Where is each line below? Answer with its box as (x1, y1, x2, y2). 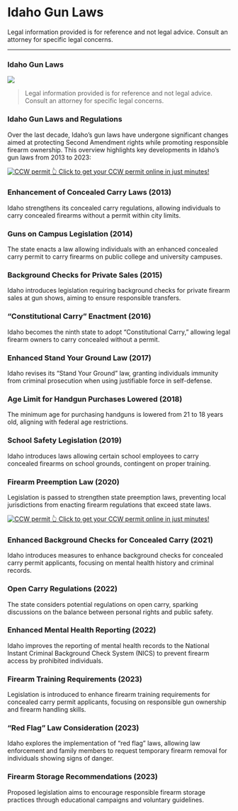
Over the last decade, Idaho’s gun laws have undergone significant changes (7, 130, 229, 139)
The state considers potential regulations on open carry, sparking (7, 600, 198, 608)
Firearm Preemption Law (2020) (7, 476, 120, 486)
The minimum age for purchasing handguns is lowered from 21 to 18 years (7, 410, 224, 419)
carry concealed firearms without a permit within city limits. (7, 211, 181, 220)
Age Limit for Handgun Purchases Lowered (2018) (7, 394, 183, 404)
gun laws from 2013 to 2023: (7, 153, 91, 162)
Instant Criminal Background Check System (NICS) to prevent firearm (7, 649, 210, 657)
